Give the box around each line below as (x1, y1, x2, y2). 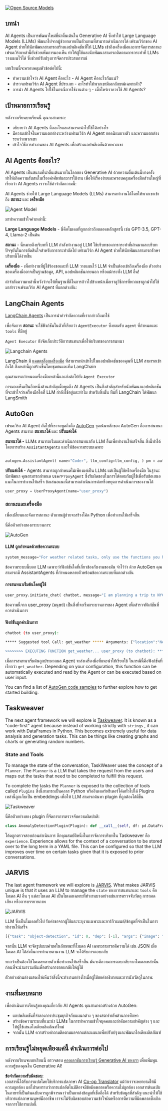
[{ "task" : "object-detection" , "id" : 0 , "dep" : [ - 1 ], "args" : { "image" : (5, 934, 160, 939)
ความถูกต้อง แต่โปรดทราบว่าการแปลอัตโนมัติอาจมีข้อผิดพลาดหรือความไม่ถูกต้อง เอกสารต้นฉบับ (5, 1084, 161, 1090)
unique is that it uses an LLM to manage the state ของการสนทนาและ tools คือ (5, 887, 157, 893)
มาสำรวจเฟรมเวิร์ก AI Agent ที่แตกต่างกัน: (5, 285, 77, 291)
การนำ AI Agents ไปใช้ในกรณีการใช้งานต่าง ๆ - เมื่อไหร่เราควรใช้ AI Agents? (12, 86, 146, 92)
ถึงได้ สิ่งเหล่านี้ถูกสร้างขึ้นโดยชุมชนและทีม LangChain (5, 364, 96, 370)
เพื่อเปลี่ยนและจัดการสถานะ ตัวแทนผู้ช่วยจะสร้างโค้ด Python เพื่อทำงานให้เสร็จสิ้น (5, 512, 140, 518)
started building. (5, 689, 39, 696)
